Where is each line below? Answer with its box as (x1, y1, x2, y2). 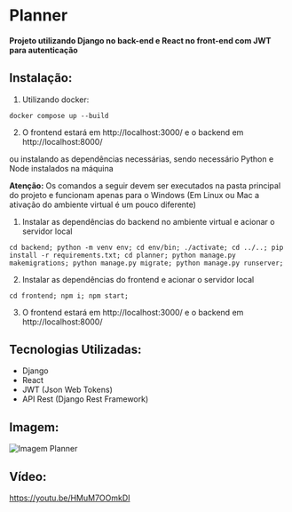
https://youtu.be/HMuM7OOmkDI (9, 492, 130, 503)
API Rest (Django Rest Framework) (21, 394, 149, 404)
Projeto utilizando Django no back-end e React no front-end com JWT (9, 35, 272, 45)
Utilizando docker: (21, 94, 90, 105)
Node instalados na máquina (9, 163, 114, 173)
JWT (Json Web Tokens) (21, 384, 114, 396)
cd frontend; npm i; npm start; (9, 291, 129, 300)
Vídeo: (9, 468, 47, 484)
